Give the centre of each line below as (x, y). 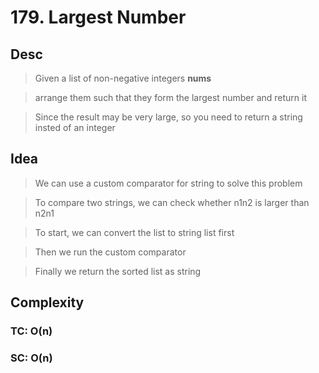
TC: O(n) (31, 331)
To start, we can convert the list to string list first (134, 232)
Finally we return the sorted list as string (118, 271)
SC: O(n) (31, 358)
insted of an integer (75, 127)
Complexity (47, 302)
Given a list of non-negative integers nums (123, 78)
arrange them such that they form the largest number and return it (171, 97)
